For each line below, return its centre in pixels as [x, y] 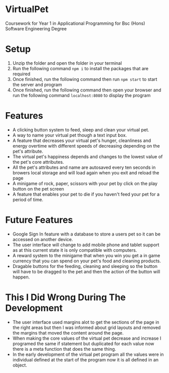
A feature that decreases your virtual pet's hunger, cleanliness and [82, 141]
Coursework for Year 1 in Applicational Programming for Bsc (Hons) [75, 23]
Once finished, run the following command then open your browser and [87, 90]
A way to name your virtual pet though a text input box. [70, 135]
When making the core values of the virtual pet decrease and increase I [87, 338]
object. [20, 365]
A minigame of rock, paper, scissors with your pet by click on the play [85, 183]
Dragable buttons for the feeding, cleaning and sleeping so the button [85, 266]
